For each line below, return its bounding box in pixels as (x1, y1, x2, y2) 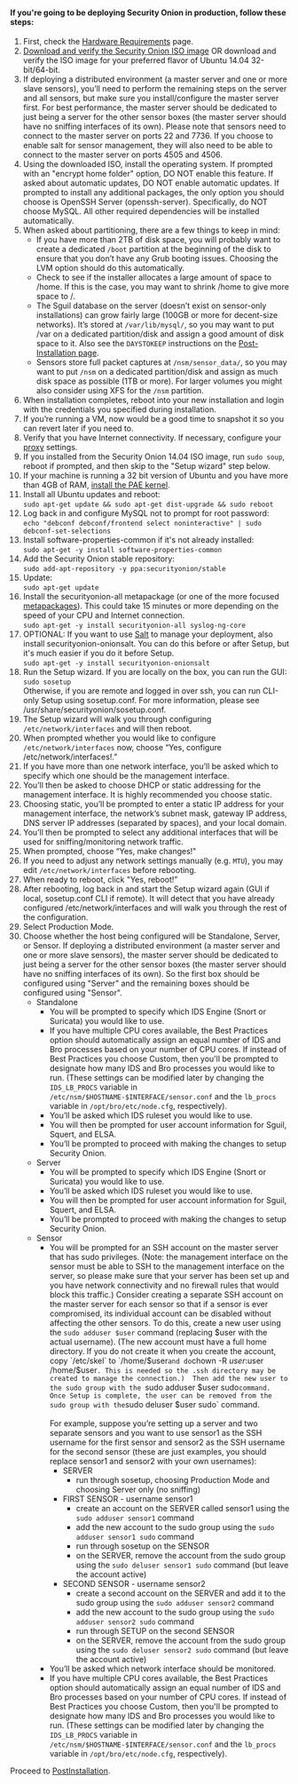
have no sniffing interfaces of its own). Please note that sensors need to (22, 121, 286, 132)
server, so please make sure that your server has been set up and (49, 1271, 290, 1281)
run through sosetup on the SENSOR (75, 1541, 210, 1551)
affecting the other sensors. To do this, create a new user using (49, 1318, 282, 1328)
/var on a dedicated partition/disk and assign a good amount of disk (35, 329, 285, 339)
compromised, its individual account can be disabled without (49, 1308, 271, 1319)
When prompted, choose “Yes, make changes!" (22, 846, 197, 857)
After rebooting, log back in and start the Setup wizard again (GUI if (22, 884, 270, 894)
